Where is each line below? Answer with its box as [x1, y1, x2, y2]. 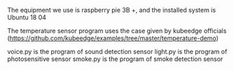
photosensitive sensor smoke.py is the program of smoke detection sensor [7, 55, 223, 63]
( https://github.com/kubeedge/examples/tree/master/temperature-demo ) [7, 34, 219, 42]
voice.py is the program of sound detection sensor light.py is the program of [7, 48, 228, 55]
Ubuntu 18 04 [7, 13, 47, 21]
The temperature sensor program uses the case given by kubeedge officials [7, 27, 227, 35]
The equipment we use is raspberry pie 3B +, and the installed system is [7, 6, 216, 14]
